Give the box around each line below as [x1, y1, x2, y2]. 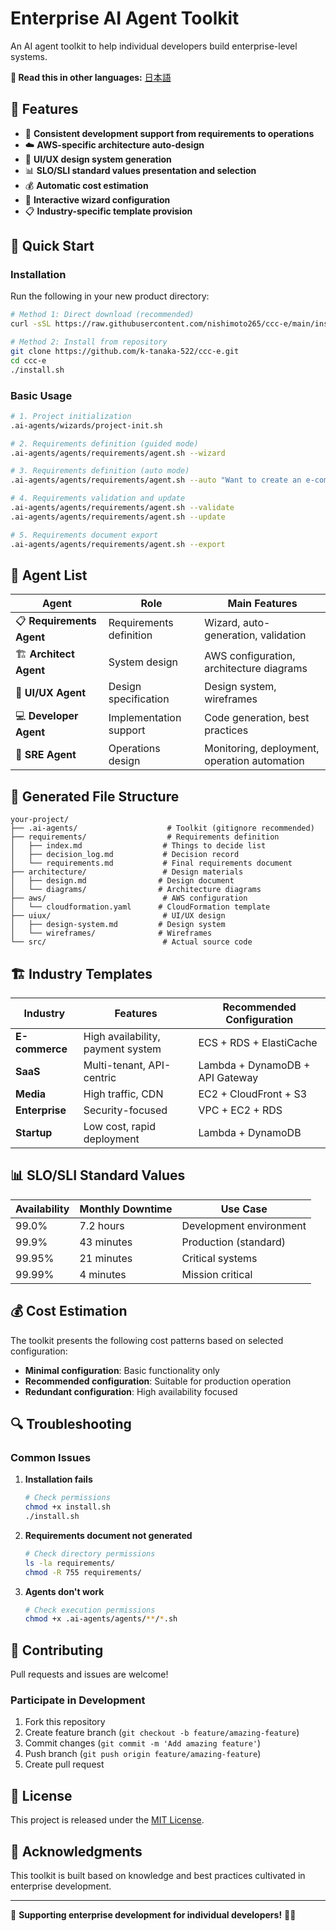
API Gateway [198, 1071, 259, 1085]
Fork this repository [24, 1716, 106, 1728]
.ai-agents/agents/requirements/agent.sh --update [10, 512, 226, 522]
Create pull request [24, 1758, 105, 1771]
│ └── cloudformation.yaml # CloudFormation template [10, 902, 271, 912]
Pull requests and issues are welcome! [10, 1668, 169, 1681]
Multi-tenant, [83, 1058, 147, 1072]
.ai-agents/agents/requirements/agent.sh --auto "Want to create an [10, 475, 302, 486]
